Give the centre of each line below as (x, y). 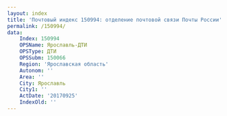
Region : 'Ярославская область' (64, 64)
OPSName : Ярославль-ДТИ (53, 45)
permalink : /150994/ (37, 26)
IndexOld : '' (38, 102)
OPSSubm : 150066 (43, 58)
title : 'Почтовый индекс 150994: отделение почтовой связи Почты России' (115, 20)
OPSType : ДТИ (38, 52)
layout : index (27, 13)
